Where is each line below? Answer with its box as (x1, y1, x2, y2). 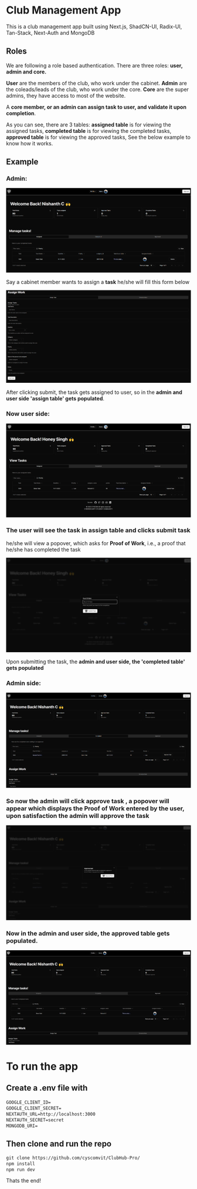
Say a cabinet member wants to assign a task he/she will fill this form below (6, 279, 190, 286)
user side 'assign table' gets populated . (6, 395, 104, 402)
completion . (6, 109, 36, 116)
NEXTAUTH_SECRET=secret (6, 1117, 64, 1123)
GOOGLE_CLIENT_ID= (6, 1099, 51, 1105)
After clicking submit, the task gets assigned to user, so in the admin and (6, 389, 183, 396)
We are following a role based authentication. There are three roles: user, (6, 62, 183, 69)
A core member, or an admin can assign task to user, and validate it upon (6, 103, 186, 111)
